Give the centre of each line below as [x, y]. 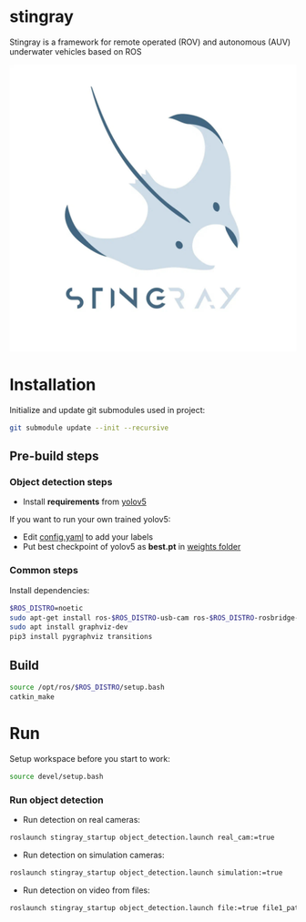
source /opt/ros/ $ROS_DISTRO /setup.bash [87, 688]
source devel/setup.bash [56, 776]
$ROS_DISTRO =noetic [46, 608]
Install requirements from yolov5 [85, 502]
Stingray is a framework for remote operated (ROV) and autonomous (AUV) [150, 42]
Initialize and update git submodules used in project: [107, 410]
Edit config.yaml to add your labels [87, 537]
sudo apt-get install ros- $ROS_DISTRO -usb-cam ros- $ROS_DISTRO [132, 618]
